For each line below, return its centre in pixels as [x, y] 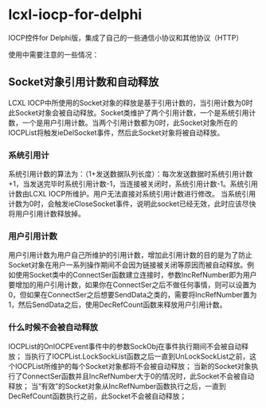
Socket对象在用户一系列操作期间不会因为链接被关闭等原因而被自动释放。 [128, 265]
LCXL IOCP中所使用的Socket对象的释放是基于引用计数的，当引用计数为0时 [131, 103]
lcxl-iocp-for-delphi [75, 15]
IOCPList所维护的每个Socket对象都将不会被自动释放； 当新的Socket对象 [133, 366]
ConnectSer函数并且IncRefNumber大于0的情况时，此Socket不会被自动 [138, 376]
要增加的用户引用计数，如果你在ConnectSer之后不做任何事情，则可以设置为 [133, 285]
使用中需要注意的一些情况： [54, 54]
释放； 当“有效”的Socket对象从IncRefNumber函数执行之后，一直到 [117, 386]
